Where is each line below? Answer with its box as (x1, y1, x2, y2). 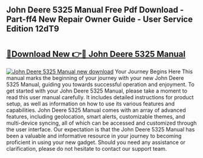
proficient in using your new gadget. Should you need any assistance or (6, 139, 186, 146)
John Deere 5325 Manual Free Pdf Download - (6, 5, 184, 15)
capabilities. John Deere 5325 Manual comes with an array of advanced (6, 107, 186, 114)
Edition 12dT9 (6, 24, 59, 34)
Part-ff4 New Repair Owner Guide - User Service (6, 15, 193, 25)
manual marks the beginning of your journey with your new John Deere (6, 74, 184, 81)
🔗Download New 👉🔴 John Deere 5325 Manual (6, 48, 186, 59)
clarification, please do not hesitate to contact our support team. (6, 145, 167, 152)
